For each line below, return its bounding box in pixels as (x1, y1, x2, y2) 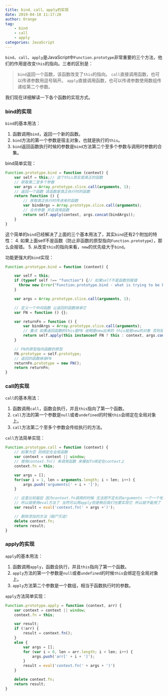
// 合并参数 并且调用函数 (23, 208, 69, 213)
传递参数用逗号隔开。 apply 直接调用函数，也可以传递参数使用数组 (21, 77, 157, 83)
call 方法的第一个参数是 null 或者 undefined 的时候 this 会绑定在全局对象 (12, 412, 156, 418)
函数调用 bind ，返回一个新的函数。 (12, 131, 83, 137)
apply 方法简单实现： (5, 593, 47, 599)
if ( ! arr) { (14, 626, 39, 631)
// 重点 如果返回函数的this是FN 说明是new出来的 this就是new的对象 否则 (23, 328, 160, 333)
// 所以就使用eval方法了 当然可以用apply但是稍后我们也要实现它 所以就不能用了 (14, 500, 161, 505)
